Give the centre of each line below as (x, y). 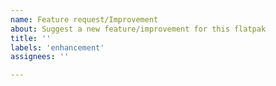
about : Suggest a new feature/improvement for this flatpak (138, 29)
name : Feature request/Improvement (84, 19)
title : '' (31, 38)
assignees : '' (40, 57)
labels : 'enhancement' (57, 47)
